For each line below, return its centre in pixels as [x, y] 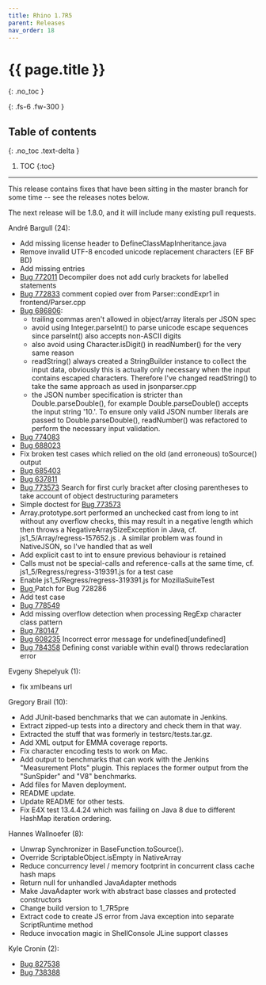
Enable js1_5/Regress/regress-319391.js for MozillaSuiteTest [117, 580]
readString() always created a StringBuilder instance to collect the [139, 361]
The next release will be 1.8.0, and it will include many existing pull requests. [132, 213]
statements [38, 285]
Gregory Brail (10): [38, 702]
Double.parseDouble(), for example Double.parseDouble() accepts [140, 403]
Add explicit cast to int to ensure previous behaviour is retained [123, 555]
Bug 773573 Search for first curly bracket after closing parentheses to [134, 487]
